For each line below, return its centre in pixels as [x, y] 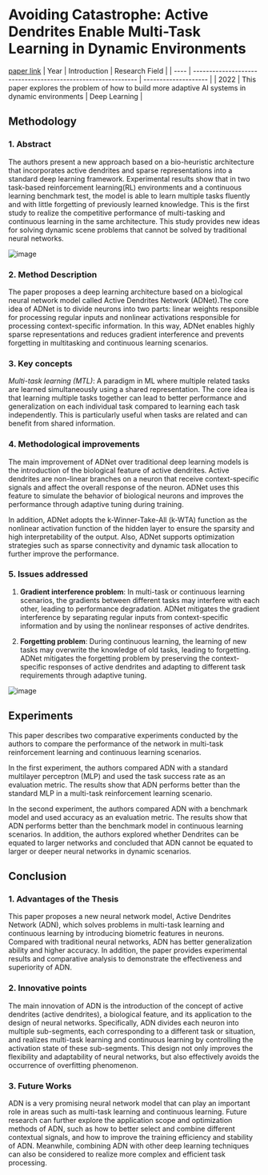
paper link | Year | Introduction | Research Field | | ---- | [100, 70]
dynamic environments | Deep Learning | [76, 96]
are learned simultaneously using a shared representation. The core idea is [132, 390]
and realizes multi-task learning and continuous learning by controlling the [131, 1039]
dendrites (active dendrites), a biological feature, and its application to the [130, 1014]
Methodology [43, 122]
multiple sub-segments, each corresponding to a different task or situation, [132, 1031]
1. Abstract [30, 144]
